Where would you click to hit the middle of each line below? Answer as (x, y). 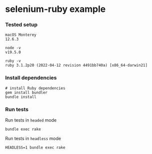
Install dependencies (31, 78)
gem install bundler (27, 92)
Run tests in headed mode (31, 120)
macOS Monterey (21, 35)
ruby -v (13, 61)
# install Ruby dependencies (35, 88)
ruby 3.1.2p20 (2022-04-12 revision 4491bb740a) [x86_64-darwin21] (76, 66)
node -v (13, 48)
